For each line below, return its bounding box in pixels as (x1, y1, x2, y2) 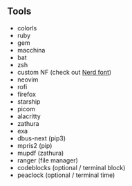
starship (17, 97, 41, 106)
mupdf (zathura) (17, 149, 64, 157)
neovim (17, 75, 39, 84)
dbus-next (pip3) (17, 134, 66, 142)
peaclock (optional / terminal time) (17, 171, 115, 179)
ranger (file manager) (17, 156, 78, 165)
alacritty (17, 112, 41, 120)
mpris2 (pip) (17, 141, 53, 149)
